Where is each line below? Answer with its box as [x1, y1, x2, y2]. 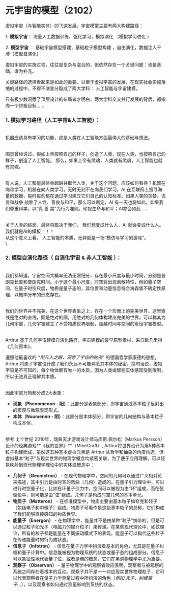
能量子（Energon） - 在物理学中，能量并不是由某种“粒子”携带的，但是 [12, 517, 160, 523]
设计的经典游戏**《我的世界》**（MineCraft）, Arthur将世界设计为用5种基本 [5, 442, 165, 448]
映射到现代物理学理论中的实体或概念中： [9, 462, 95, 468]
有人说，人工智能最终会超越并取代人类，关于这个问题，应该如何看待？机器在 [5, 180, 166, 186]
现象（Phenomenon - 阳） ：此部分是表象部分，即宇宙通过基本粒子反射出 [12, 400, 164, 407]
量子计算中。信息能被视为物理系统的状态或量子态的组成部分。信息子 [21, 549, 164, 555]
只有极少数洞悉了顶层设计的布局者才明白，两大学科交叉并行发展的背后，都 [5, 96, 161, 102]
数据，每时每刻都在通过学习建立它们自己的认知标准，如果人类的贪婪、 [14, 193, 161, 199]
